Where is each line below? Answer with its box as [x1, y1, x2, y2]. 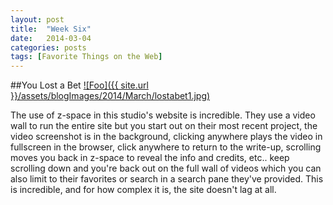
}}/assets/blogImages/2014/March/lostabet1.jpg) [10, 90, 211, 102]
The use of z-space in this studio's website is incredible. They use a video [10, 109, 316, 121]
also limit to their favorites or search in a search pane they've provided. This [10, 173, 324, 185]
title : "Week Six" [10, 24, 92, 34]
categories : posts [10, 42, 87, 53]
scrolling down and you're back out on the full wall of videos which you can [10, 162, 322, 175]
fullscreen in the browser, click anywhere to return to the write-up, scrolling [10, 141, 322, 153]
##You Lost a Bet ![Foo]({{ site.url [10, 79, 149, 91]
